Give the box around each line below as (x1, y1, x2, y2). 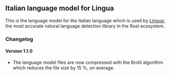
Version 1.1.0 (5, 48, 33, 54)
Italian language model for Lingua (5, 4, 114, 13)
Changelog (5, 35, 33, 43)
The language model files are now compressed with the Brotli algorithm (12, 59, 163, 65)
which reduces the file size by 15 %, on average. (12, 64, 115, 70)
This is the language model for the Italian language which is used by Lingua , (5, 17, 165, 23)
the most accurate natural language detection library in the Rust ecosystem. (5, 23, 165, 29)
